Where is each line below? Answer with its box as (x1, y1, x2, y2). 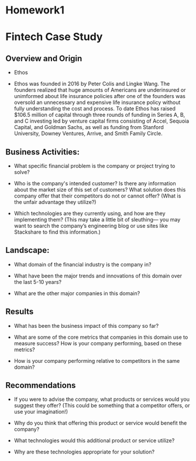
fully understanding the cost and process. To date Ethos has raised (13, 105, 176, 112)
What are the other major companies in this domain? (13, 290, 140, 297)
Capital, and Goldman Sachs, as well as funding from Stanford (13, 124, 164, 131)
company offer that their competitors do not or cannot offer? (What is (13, 192, 181, 199)
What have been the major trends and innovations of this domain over (13, 272, 183, 279)
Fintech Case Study (5, 30, 103, 44)
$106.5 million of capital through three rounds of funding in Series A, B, (13, 112, 185, 119)
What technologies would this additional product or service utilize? (13, 437, 175, 444)
